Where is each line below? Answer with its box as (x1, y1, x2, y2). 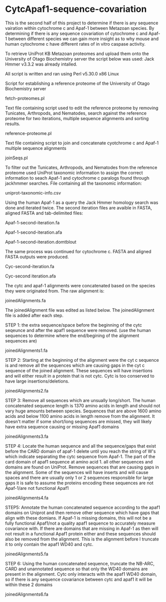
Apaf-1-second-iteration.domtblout (5, 239, 77, 245)
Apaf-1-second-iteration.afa (5, 229, 62, 235)
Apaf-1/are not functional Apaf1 (5, 485, 69, 491)
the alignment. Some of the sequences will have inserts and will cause (5, 469, 149, 475)
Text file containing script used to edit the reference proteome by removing (5, 105, 159, 111)
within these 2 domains (5, 582, 53, 588)
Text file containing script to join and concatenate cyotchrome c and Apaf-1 (5, 140, 159, 146)
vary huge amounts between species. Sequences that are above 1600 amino (5, 408, 162, 414)
